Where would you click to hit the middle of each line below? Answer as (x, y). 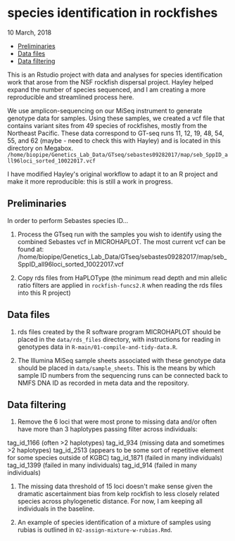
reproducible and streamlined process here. (71, 97)
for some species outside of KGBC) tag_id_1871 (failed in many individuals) (115, 458)
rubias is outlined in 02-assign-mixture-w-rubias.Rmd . (95, 530)
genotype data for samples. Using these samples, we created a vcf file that (116, 118)
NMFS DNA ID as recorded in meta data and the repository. (103, 383)
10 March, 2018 (29, 32)
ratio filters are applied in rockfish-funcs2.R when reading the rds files (120, 285)
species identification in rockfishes (113, 13)
